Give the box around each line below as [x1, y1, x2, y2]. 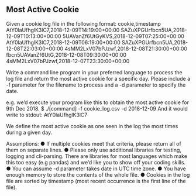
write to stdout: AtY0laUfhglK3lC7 [6, 111, 88, 118]
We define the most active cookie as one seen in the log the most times [6, 122, 178, 129]
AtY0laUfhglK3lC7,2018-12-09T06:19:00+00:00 [6, 39, 121, 46]
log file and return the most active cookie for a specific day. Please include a [6, 75, 191, 82]
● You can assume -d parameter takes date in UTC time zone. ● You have [6, 165, 186, 172]
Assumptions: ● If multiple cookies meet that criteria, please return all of [6, 140, 181, 147]
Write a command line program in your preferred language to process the [6, 68, 183, 75]
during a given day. [6, 129, 53, 136]
